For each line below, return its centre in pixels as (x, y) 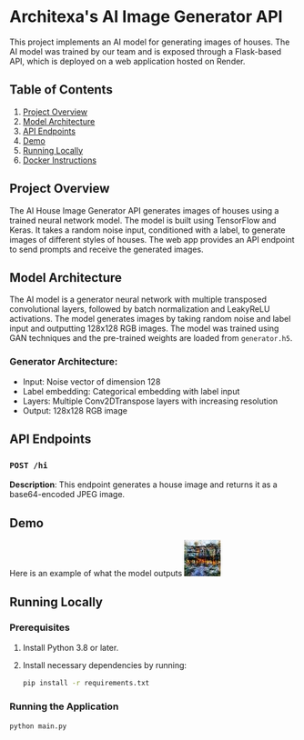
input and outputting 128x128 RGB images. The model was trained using (144, 328)
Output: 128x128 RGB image (75, 410)
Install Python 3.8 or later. (71, 647)
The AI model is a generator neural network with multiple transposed (138, 300)
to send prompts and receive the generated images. (106, 249)
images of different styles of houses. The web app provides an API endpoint (152, 239)
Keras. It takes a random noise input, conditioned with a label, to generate (147, 230)
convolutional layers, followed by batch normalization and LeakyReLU (140, 309)
